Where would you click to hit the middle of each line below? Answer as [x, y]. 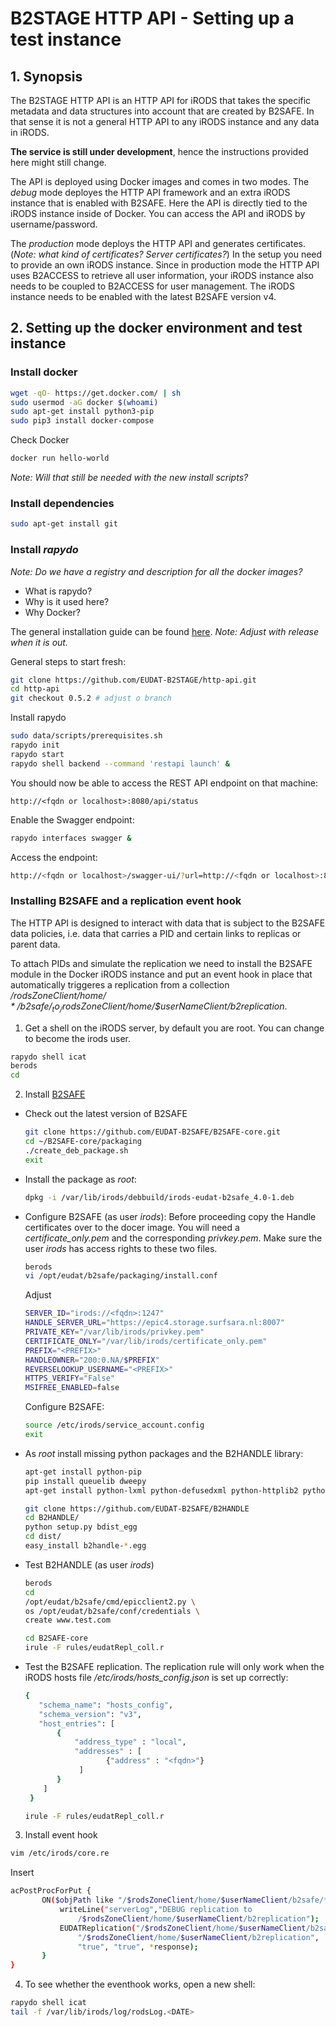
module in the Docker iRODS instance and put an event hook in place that [161, 974]
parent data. [35, 944]
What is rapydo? [58, 591]
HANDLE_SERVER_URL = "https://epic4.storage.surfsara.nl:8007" [155, 1323]
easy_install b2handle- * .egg [85, 1546]
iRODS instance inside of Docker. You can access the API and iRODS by [158, 213]
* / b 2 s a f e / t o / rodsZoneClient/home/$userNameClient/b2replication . [149, 1007]
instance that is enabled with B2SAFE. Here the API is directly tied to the [159, 203]
